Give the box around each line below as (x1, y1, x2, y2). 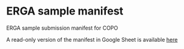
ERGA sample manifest (6, 4, 124, 18)
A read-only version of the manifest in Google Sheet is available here (6, 36, 178, 43)
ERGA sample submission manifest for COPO (6, 24, 118, 31)
